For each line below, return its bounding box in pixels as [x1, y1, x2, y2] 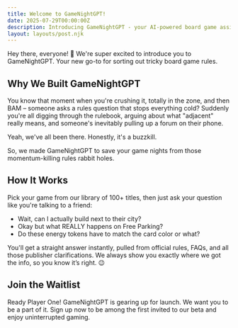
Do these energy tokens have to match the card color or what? [17, 230, 200, 238]
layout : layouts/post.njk [7, 30, 84, 38]
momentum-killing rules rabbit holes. [7, 154, 115, 163]
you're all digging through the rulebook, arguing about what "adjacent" [7, 111, 214, 120]
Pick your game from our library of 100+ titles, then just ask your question [7, 193, 222, 202]
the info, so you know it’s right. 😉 [7, 258, 105, 266]
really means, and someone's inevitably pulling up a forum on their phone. [7, 119, 224, 128]
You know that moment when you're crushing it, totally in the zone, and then [7, 96, 230, 105]
